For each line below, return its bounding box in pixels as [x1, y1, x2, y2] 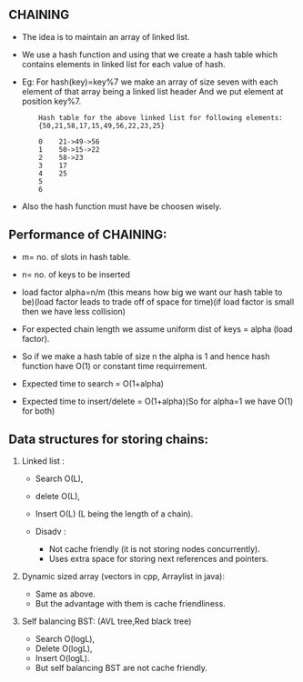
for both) [21, 405, 56, 416]
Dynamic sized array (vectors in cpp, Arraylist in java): [21, 571, 225, 582]
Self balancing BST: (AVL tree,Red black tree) [21, 616, 192, 627]
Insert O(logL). [35, 653, 90, 664]
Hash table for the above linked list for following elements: [38, 113, 283, 122]
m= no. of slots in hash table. [21, 251, 131, 262]
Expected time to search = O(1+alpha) [21, 377, 165, 389]
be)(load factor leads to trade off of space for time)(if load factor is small [21, 296, 295, 307]
